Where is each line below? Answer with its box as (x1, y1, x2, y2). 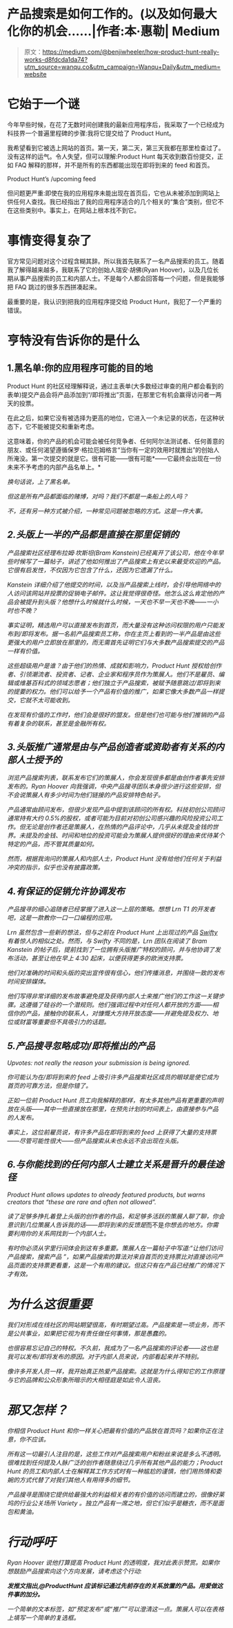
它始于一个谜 (7, 96, 81, 112)
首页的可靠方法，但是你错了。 (7, 1081, 92, 1090)
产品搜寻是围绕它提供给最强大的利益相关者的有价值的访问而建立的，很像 (7, 1490, 212, 1498)
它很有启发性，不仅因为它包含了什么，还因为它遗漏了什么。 (7, 566, 176, 574)
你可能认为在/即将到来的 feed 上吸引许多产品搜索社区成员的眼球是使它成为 (7, 1073, 219, 1081)
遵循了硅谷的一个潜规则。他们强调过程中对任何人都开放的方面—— (25, 1001, 213, 1009)
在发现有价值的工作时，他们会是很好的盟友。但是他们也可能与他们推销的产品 (7, 711, 225, 719)
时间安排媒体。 (7, 977, 50, 986)
